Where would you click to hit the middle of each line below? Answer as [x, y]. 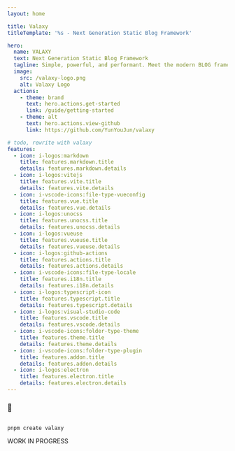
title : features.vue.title [59, 201]
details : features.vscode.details [70, 325]
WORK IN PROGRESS [38, 441]
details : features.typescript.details [76, 305]
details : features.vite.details [67, 188]
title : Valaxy [28, 26]
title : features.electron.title [67, 377]
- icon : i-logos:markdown [51, 156]
